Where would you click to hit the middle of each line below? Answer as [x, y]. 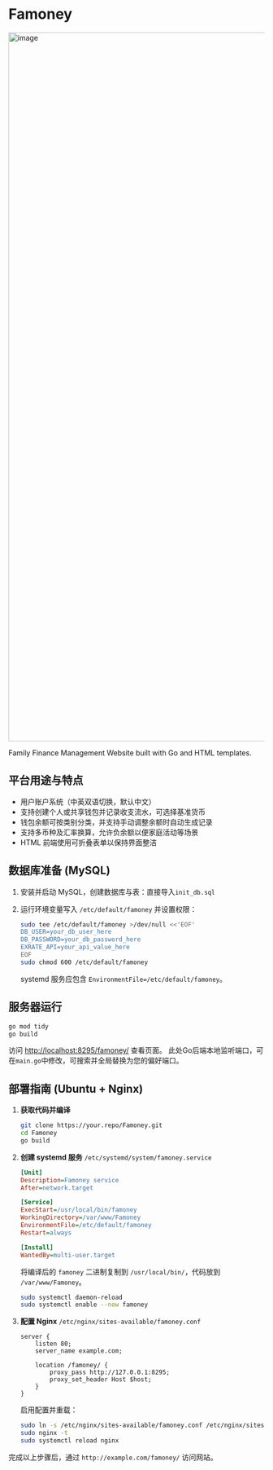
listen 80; [54, 1344]
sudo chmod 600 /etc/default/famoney [84, 962]
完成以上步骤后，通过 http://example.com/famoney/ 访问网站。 [113, 1457]
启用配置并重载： [49, 1410]
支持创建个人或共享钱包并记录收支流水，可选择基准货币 [113, 812]
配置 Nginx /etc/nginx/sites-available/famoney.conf [110, 1322]
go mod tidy [28, 1026]
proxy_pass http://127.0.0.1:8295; [110, 1373]
